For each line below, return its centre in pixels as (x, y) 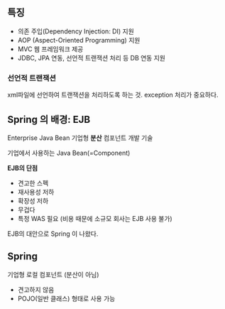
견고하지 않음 (36, 289)
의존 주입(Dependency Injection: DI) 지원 (76, 31)
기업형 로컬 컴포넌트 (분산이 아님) (53, 274)
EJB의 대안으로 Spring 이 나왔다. (53, 234)
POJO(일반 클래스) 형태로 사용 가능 (66, 298)
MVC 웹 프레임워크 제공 (50, 49)
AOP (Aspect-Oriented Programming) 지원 (79, 40)
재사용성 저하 (36, 192)
